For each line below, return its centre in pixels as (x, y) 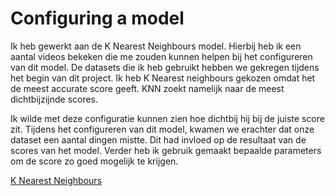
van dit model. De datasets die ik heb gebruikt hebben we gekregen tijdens (165, 67)
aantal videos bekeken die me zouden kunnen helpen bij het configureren (161, 56)
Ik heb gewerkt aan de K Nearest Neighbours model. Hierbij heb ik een (156, 46)
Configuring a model (97, 18)
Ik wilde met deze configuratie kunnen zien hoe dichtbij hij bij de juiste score (167, 118)
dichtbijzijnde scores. (54, 99)
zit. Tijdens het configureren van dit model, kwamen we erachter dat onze (162, 129)
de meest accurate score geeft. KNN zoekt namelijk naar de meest (147, 88)
